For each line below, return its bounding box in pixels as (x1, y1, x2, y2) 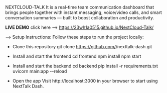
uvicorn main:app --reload (12, 68, 67, 74)
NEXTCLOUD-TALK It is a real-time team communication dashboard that (5, 4, 154, 10)
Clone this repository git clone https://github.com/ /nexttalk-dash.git (12, 44, 152, 49)
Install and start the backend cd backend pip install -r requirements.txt (12, 63, 158, 69)
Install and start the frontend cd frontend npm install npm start (12, 53, 141, 59)
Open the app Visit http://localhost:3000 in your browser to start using (12, 78, 158, 84)
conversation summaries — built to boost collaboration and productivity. (5, 15, 154, 20)
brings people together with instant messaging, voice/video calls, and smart (5, 9, 162, 15)
